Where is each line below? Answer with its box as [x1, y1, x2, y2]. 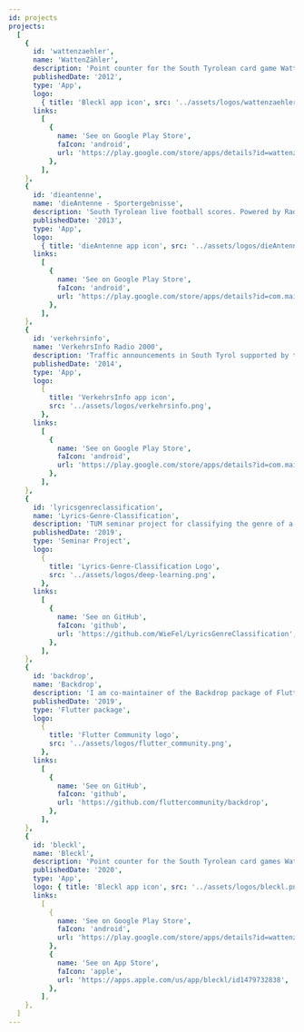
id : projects [8, 13, 58, 23]
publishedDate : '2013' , [32, 215, 123, 225]
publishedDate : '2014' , [32, 359, 123, 369]
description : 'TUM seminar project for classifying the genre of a [32, 519, 294, 529]
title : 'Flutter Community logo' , [48, 731, 180, 740]
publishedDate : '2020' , [32, 866, 123, 875]
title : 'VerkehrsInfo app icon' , [48, 393, 176, 402]
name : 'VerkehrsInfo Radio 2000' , [32, 342, 164, 351]
